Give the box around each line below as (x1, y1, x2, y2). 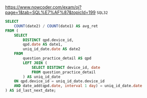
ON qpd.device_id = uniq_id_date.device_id (14, 79, 105, 84)
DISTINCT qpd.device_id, (23, 37, 74, 43)
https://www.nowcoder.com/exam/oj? (5, 4, 82, 10)
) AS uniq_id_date (23, 74, 61, 79)
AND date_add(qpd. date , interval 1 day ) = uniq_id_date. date (14, 84, 142, 89)
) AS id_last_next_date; (5, 88, 56, 93)
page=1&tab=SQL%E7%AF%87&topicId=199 (5, 9, 96, 15)
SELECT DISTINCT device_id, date (31, 65, 100, 70)
